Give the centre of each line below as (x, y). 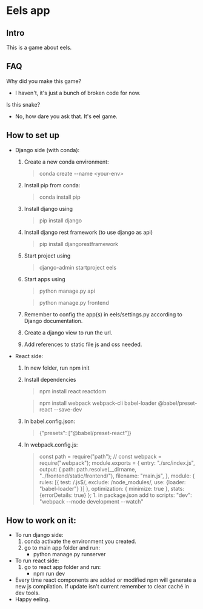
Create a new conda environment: (66, 162)
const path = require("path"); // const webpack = (101, 456)
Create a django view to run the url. (68, 332)
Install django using (48, 208)
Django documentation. (53, 321)
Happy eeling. (32, 599)
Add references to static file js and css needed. (83, 344)
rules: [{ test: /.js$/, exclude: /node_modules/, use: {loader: (112, 482)
